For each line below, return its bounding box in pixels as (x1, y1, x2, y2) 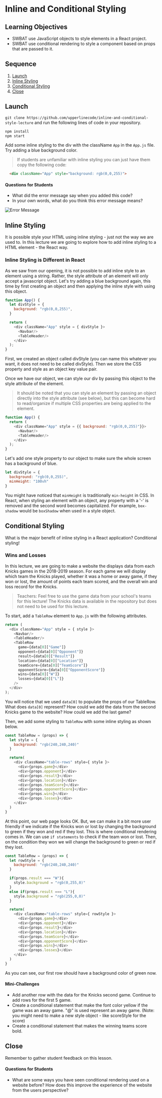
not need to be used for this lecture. (16, 603, 89, 609)
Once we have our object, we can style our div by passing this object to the (5, 375, 156, 382)
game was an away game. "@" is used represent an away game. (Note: (12, 1008, 155, 1013)
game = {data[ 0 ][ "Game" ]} (17, 645, 66, 650)
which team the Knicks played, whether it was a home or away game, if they (5, 573, 157, 579)
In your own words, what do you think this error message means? (12, 198, 143, 203)
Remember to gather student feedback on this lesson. (5, 1055, 113, 1061)
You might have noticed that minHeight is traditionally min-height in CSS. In (5, 492, 154, 498)
